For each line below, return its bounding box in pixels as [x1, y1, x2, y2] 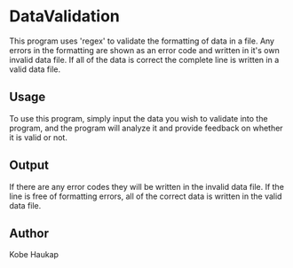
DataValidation [9, 6, 120, 27]
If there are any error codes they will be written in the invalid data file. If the [9, 181, 284, 192]
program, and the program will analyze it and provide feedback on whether [9, 122, 283, 133]
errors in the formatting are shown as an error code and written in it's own [9, 44, 280, 55]
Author [9, 225, 49, 240]
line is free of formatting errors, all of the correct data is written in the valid [9, 191, 282, 201]
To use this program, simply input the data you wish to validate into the [9, 113, 268, 123]
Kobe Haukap [9, 249, 59, 260]
